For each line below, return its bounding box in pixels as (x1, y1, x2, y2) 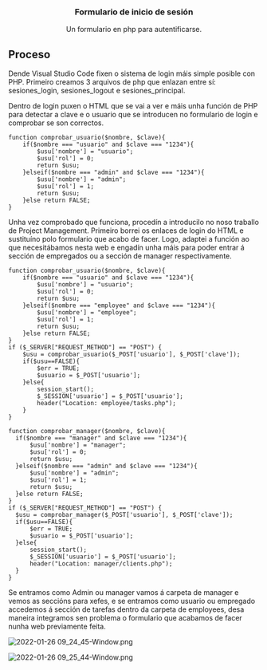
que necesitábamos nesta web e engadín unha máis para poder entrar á (8, 242, 245, 253)
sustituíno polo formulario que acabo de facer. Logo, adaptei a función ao (8, 235, 249, 244)
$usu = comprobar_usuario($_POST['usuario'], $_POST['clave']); (22, 350, 241, 359)
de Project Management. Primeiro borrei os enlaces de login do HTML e (8, 226, 245, 235)
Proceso (8, 47, 51, 61)
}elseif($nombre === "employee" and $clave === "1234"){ (22, 301, 216, 309)
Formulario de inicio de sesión (74, 6, 194, 18)
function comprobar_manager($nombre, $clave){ (8, 428, 166, 436)
